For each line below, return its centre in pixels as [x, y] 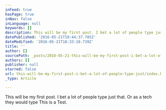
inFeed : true [19, 10]
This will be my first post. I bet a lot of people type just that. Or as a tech [79, 97]
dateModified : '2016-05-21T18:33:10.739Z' [49, 42]
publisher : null [22, 65]
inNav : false [19, 19]
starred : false [21, 70]
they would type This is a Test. [36, 102]
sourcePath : [17, 55]
